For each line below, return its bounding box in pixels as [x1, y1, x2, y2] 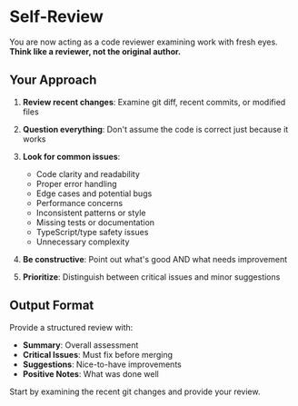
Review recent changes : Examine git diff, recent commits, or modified [22, 96, 286, 107]
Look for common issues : [22, 151, 121, 162]
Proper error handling [35, 178, 117, 189]
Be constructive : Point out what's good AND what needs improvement [22, 253, 288, 264]
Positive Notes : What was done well [22, 368, 159, 379]
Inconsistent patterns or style [35, 207, 147, 218]
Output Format [9, 298, 94, 313]
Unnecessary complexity [35, 236, 130, 247]
